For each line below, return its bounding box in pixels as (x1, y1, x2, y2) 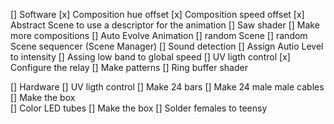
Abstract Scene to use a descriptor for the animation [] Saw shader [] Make (10, 19, 320, 31)
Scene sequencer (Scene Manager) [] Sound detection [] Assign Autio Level (10, 40, 324, 52)
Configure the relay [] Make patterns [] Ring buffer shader (10, 62, 248, 73)
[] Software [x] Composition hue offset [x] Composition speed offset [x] (10, 9, 305, 20)
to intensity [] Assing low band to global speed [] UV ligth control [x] (10, 51, 291, 63)
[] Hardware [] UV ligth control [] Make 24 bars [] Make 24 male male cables (10, 81, 325, 93)
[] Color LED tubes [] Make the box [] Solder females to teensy (10, 102, 268, 114)
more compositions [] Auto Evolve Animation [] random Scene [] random (10, 30, 308, 41)
